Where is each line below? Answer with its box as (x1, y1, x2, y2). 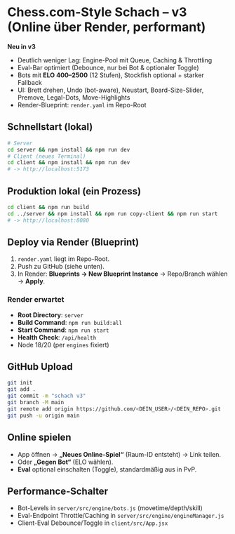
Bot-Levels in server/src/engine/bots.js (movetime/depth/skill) (17, 504, 203, 512)
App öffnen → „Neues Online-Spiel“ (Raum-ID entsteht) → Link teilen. (17, 450, 221, 458)
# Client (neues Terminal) (7, 152, 86, 160)
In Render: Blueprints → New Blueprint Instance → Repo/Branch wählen (17, 269, 228, 278)
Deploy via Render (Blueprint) (7, 236, 139, 248)
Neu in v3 (7, 42, 36, 51)
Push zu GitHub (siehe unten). (17, 262, 105, 271)
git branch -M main (7, 399, 65, 406)
